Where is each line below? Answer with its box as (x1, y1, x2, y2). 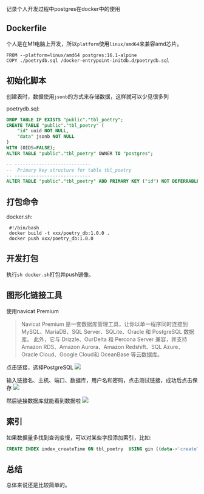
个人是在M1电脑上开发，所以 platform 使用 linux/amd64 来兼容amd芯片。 (6, 40, 183, 47)
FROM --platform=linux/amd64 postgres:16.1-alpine (6, 52, 137, 58)
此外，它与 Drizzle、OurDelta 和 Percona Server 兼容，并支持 (33, 336, 188, 343)
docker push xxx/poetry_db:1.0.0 (8, 235, 94, 242)
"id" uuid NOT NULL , (17, 128, 69, 134)
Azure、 (163, 343, 184, 350)
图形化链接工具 (6, 290, 63, 300)
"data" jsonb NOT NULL (17, 134, 75, 140)
